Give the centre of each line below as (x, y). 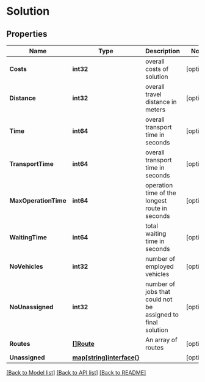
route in (156, 208)
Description (163, 51)
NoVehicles (27, 266)
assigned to (162, 315)
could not (159, 299)
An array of (162, 340)
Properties (27, 34)
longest (156, 200)
